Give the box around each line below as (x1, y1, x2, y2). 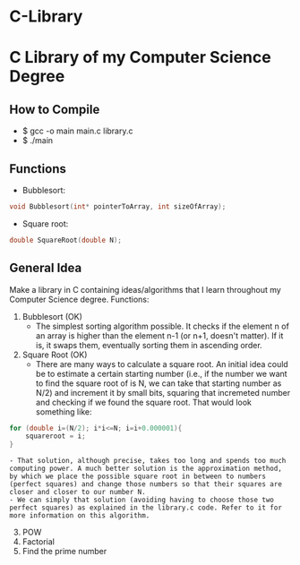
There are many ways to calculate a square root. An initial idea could (35, 358, 288, 369)
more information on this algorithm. (9, 511, 150, 520)
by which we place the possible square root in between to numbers (9, 472, 267, 481)
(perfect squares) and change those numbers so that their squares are (9, 480, 282, 489)
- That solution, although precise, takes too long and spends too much (9, 457, 287, 466)
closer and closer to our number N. (9, 488, 146, 497)
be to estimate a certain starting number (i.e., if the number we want (35, 368, 288, 379)
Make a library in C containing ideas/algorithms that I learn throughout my (9, 284, 282, 295)
